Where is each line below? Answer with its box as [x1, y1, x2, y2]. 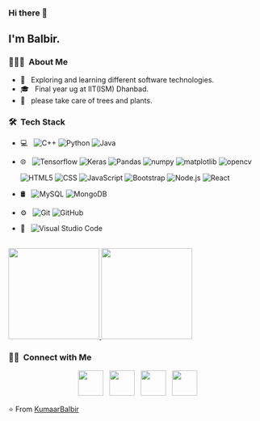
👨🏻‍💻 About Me [8, 57, 69, 68]
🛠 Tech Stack [8, 116, 66, 128]
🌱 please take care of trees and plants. [19, 95, 153, 105]
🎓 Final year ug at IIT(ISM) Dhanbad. [19, 84, 149, 94]
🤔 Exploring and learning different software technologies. [19, 74, 215, 84]
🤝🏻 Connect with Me [8, 352, 92, 363]
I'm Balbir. [8, 32, 61, 46]
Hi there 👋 [8, 7, 48, 19]
